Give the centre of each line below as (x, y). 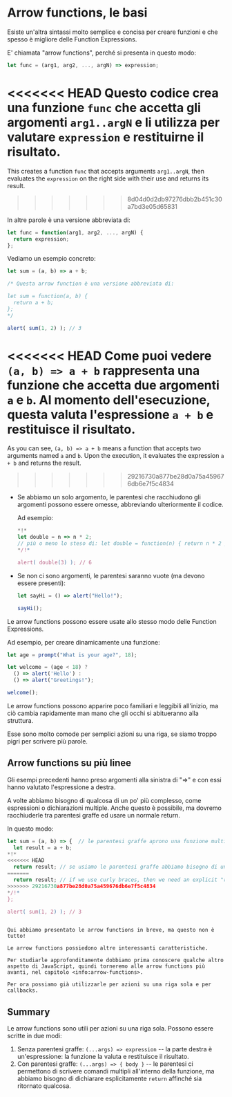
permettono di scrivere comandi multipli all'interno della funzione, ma (116, 1071)
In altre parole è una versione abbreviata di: (69, 220)
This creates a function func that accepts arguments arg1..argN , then (106, 171)
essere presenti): (41, 583)
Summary (29, 1012)
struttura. (20, 720)
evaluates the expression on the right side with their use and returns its (108, 178)
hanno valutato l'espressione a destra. (61, 787)
